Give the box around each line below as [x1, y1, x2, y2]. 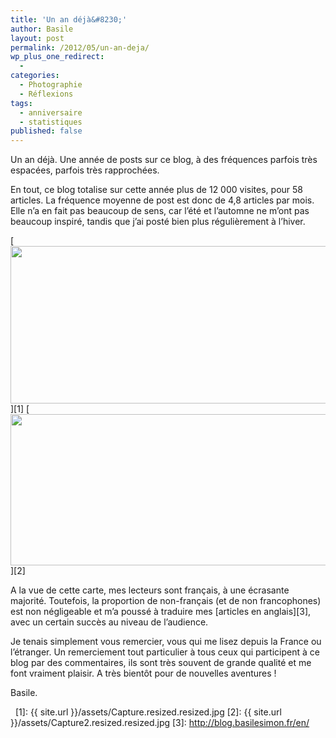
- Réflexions [19, 89, 74, 99]
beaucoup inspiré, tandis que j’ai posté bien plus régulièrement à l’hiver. [10, 216, 306, 228]
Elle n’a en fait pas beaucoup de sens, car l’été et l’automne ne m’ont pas [10, 205, 310, 217]
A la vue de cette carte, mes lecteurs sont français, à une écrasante [10, 584, 290, 596]
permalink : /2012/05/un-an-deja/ [10, 42, 150, 53]
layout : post [10, 33, 65, 43]
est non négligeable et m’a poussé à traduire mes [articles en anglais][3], [10, 606, 312, 618]
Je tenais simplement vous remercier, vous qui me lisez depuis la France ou [10, 636, 322, 648]
